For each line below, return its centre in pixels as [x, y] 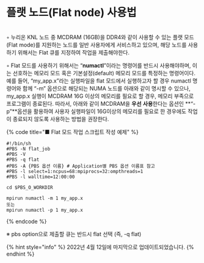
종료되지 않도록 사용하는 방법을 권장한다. [61, 119]
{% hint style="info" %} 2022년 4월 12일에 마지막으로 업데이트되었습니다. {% [100, 247]
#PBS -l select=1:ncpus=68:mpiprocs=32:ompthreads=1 [75, 171]
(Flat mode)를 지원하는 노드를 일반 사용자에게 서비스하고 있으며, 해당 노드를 [97, 45]
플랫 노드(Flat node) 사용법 [71, 13]
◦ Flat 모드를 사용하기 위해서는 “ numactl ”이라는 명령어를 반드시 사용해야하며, [99, 65]
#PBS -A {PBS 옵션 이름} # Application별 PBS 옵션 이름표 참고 [81, 166]
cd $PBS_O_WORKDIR [30, 187]
